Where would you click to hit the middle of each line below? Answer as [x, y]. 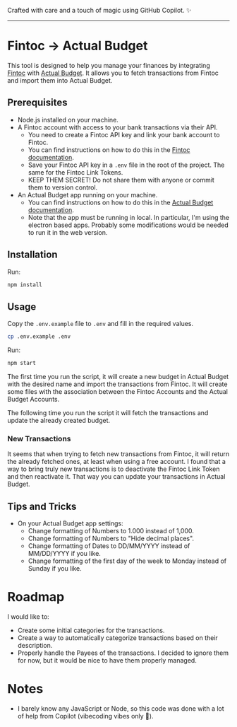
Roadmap [36, 597]
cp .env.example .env [39, 337]
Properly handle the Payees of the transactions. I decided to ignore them [123, 653]
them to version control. [63, 187]
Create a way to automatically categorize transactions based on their [118, 638]
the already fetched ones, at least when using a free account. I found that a [116, 462]
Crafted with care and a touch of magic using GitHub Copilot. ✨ [99, 10]
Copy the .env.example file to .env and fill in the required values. [101, 324]
